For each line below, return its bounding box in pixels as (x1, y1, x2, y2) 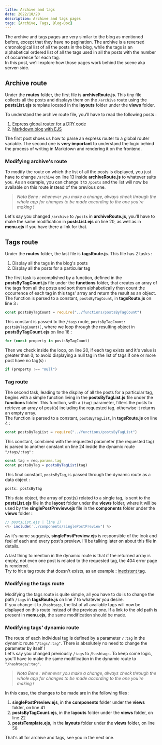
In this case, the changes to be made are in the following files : (5, 690, 130, 695)
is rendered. (5, 563, 29, 569)
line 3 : (5, 300, 18, 306)
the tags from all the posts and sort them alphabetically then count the (5, 285, 145, 291)
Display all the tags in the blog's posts (12, 260, 88, 266)
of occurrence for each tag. (5, 54, 60, 61)
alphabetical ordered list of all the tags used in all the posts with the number (5, 50, 156, 55)
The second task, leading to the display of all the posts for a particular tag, (5, 389, 153, 396)
